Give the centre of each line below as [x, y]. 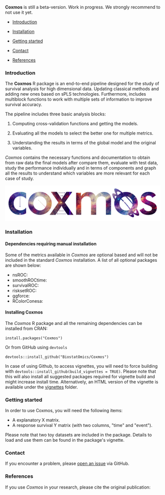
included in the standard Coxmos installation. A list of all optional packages [81, 260]
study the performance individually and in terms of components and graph [81, 168]
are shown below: [23, 265]
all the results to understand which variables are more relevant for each [78, 173]
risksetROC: [24, 290]
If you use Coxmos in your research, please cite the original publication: [78, 487]
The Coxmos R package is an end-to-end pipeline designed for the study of [82, 84]
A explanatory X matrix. [36, 420]
